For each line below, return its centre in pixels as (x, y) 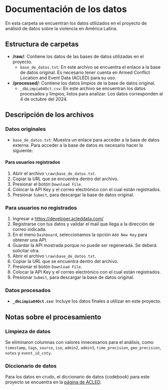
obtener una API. (30, 240)
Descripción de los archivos (50, 115)
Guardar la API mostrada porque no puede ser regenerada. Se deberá (85, 245)
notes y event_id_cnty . (29, 353)
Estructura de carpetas (42, 44)
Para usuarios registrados (33, 162)
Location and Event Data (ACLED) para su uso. (68, 78)
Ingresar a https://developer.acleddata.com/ (58, 218)
